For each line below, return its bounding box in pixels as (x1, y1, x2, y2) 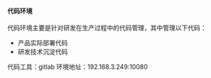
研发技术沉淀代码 (17, 48, 68, 56)
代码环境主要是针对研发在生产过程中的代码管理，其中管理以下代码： (7, 23, 207, 32)
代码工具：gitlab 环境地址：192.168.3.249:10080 (7, 62, 148, 71)
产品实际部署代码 (17, 39, 68, 48)
